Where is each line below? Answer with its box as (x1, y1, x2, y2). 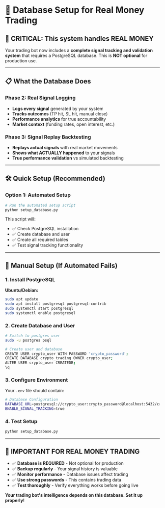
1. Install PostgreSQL (5, 276, 55, 283)
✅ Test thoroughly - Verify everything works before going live (12, 482, 138, 488)
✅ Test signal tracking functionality (12, 242, 83, 248)
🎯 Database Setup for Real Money (5, 4, 145, 16)
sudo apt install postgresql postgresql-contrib (5, 301, 107, 306)
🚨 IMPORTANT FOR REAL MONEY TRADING (5, 447, 140, 455)
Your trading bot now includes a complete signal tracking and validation (5, 48, 153, 53)
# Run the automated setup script (5, 203, 76, 208)
